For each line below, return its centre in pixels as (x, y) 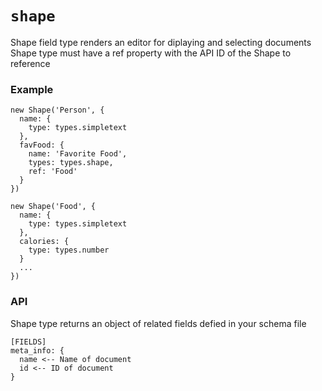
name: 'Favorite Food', (78, 154)
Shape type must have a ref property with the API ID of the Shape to (151, 53)
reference (30, 63)
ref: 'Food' (53, 172)
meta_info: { (37, 350)
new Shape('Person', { (57, 110)
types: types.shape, (71, 163)
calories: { (44, 242)
